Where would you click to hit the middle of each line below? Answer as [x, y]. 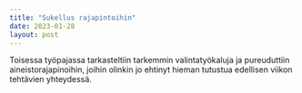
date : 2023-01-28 [42, 26]
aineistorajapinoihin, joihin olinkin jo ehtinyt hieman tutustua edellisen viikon [151, 70]
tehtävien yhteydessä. [51, 79]
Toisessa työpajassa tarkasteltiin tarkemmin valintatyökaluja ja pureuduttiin [150, 60]
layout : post [34, 34]
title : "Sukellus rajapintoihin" [73, 18]
